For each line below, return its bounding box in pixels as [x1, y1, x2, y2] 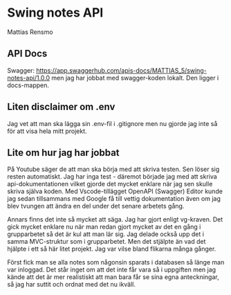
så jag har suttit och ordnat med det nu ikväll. [7, 280, 136, 289]
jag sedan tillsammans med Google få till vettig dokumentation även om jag [7, 195, 221, 203]
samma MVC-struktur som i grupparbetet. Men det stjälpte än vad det [7, 238, 206, 246]
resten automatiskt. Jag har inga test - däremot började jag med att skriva [7, 172, 218, 181]
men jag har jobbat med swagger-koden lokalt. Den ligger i [51, 73, 219, 82]
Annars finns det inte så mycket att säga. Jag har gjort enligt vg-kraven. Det [7, 215, 223, 224]
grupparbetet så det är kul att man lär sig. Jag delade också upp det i [7, 230, 204, 238]
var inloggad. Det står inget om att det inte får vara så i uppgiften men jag [7, 265, 216, 274]
